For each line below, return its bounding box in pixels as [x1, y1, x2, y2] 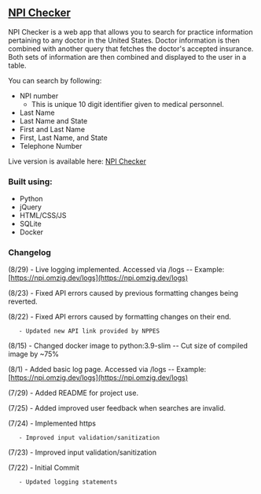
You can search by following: [8, 76, 102, 85]
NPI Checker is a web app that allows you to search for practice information [8, 27, 253, 36]
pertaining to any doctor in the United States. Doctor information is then [8, 35, 240, 45]
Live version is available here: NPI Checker [8, 157, 147, 166]
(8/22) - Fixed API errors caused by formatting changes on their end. [8, 312, 232, 322]
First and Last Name [19, 124, 85, 134]
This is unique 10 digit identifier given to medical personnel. [31, 99, 224, 109]
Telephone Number [19, 141, 83, 150]
